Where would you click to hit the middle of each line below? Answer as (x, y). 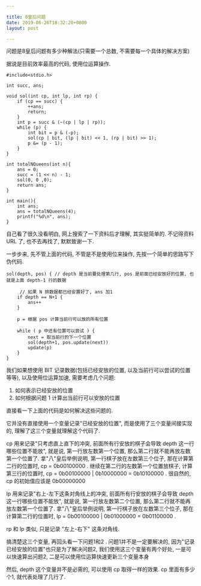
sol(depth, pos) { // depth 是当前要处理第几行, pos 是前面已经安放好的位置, (97, 274)
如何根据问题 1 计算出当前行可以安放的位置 (67, 398)
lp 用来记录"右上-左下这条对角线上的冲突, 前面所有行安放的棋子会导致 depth (100, 494)
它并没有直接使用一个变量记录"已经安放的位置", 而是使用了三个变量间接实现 (99, 424)
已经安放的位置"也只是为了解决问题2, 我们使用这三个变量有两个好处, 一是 (96, 549)
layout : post (22, 28)
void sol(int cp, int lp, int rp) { (52, 96)
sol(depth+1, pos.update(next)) (68, 343)
